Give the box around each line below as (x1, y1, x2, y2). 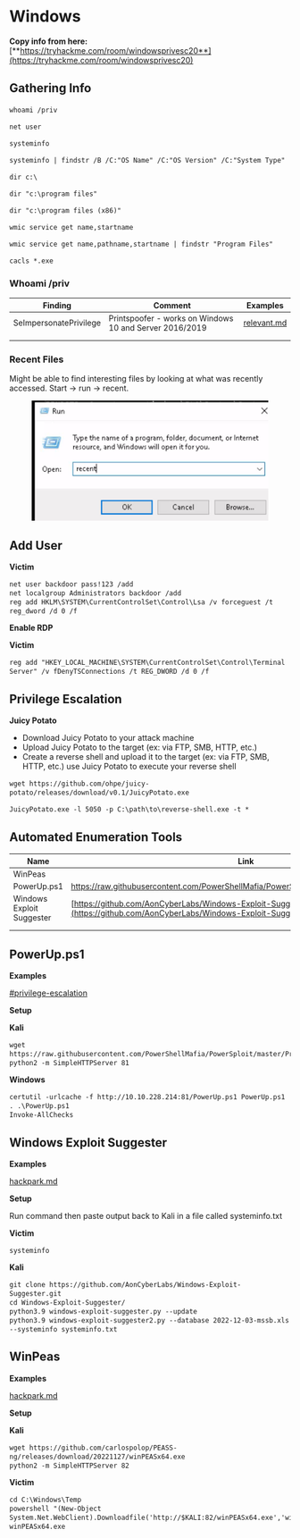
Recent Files (9, 353, 64, 366)
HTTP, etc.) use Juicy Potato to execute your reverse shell (21, 761, 237, 772)
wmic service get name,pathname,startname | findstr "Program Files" (9, 240, 274, 248)
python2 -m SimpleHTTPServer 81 (9, 1059, 129, 1068)
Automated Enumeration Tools (9, 829, 183, 845)
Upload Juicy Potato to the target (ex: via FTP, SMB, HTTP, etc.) (21, 742, 257, 752)
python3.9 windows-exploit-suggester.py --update (9, 1307, 198, 1315)
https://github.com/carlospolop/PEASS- (29, 1443, 178, 1452)
